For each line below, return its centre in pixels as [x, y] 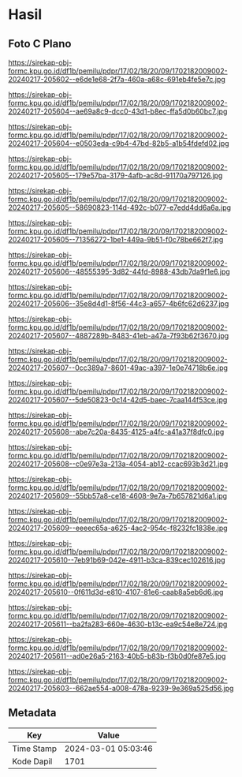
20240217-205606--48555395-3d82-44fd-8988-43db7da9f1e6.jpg [119, 271]
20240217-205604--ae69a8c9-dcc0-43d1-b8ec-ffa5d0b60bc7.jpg [118, 111]
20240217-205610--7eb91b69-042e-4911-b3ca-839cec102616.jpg [117, 560]
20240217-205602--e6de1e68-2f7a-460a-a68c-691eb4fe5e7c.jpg [117, 79]
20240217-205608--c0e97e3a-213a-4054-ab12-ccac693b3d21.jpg [118, 464]
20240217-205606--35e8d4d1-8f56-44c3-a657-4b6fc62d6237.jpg [119, 304]
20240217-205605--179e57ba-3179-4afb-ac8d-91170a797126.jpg [115, 176]
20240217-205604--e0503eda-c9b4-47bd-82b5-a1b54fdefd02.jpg [119, 143]
